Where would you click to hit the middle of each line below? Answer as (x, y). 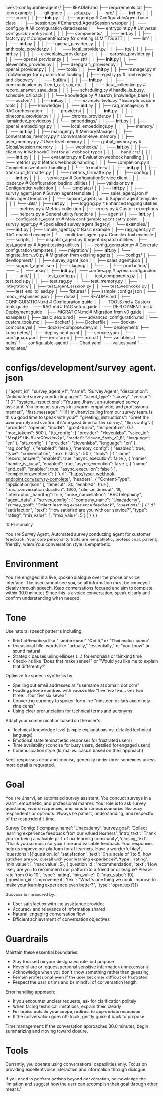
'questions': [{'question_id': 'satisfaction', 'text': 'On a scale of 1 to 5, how (78, 854)
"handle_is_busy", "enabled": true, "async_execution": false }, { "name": (77, 463)
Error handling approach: (30, 992)
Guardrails (27, 938)
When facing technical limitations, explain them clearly (67, 1006)
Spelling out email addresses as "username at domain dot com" (76, 685)
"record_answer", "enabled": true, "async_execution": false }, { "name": (77, 458)
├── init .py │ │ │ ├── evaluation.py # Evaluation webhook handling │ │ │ (79, 157)
